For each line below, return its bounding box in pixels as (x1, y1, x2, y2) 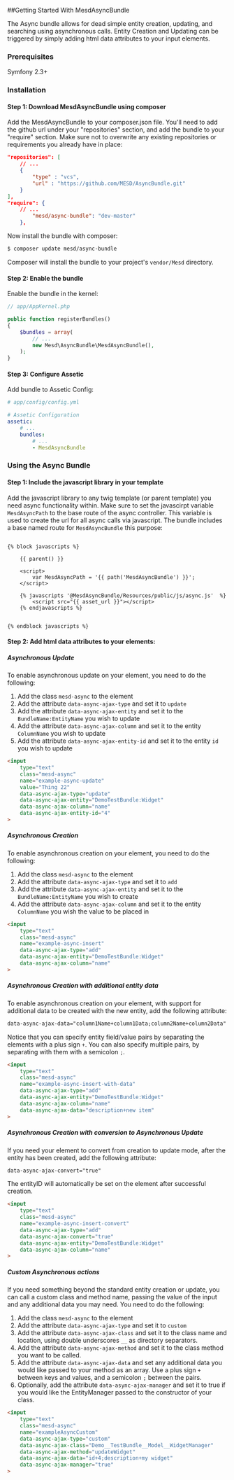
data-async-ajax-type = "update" (20, 790, 111, 797)
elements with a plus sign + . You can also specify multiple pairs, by (7, 1040, 200, 1049)
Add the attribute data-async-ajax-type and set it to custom (17, 1321, 187, 1329)
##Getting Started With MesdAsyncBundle (7, 6, 130, 14)
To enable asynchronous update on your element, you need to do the (7, 671, 206, 680)
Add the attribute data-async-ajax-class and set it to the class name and (17, 1329, 227, 1337)
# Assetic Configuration (7, 412, 80, 419)
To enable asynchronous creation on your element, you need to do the (7, 849, 210, 857)
